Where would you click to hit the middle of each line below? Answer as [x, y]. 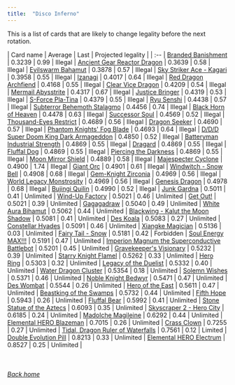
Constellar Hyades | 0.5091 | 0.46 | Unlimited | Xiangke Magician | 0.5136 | [114, 225]
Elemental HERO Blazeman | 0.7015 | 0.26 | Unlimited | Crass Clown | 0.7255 [117, 322]
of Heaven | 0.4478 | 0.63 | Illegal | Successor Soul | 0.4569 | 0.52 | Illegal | [116, 114]
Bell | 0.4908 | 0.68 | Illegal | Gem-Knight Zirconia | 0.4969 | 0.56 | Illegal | [114, 174]
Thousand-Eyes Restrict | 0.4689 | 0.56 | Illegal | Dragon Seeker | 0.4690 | [115, 121]
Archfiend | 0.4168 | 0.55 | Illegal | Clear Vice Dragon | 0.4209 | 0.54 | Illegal [117, 84]
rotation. [19, 41]
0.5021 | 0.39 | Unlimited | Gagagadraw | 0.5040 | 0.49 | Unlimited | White [114, 203]
